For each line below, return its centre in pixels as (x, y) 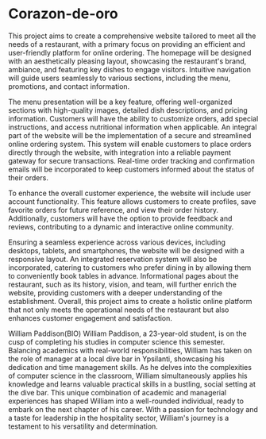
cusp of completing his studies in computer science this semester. (117, 341)
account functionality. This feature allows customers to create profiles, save (132, 201)
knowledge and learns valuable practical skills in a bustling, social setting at (132, 384)
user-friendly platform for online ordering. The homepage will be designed (130, 52)
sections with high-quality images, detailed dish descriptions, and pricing (128, 110)
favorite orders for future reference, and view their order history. (114, 210)
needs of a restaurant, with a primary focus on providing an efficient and (127, 44)
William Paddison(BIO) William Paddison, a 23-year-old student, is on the (128, 333)
